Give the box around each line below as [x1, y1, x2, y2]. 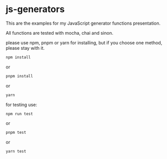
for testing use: [6, 102, 37, 108]
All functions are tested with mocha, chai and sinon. [6, 30, 114, 36]
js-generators [6, 4, 65, 15]
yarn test [6, 149, 27, 154]
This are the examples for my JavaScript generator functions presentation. [6, 20, 161, 26]
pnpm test [6, 130, 27, 135]
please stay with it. [6, 45, 45, 51]
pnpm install [6, 73, 33, 78]
